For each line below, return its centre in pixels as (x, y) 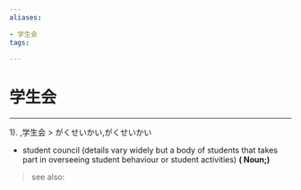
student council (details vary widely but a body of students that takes (150, 150)
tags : (19, 42)
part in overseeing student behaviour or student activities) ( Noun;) (146, 160)
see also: (48, 177)
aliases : (26, 17)
